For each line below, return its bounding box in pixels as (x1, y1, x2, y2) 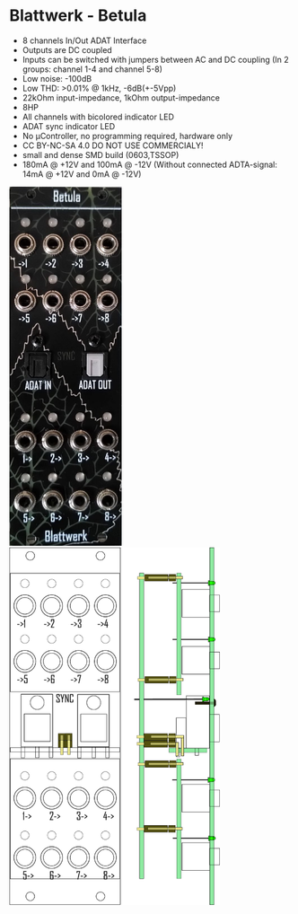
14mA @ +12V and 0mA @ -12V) (22, 168, 142, 180)
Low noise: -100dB (22, 73, 92, 83)
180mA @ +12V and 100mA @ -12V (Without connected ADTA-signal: (22, 159, 278, 170)
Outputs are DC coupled (22, 44, 112, 55)
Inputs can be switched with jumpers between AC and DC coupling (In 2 (22, 54, 289, 65)
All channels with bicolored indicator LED (22, 111, 175, 122)
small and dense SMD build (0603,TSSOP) (22, 149, 180, 160)
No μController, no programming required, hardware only (22, 130, 233, 141)
